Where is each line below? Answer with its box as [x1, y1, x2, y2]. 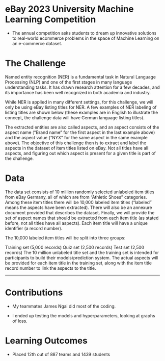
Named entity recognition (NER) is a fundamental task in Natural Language [5, 74, 156, 79]
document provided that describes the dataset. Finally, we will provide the [5, 209, 155, 215]
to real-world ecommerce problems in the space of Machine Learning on [12, 35, 160, 41]
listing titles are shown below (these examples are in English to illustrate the [5, 109, 158, 115]
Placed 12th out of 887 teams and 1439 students [12, 351, 110, 357]
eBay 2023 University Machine [5, 3, 134, 15]
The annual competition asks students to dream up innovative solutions [12, 30, 157, 36]
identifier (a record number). [5, 225, 63, 231]
